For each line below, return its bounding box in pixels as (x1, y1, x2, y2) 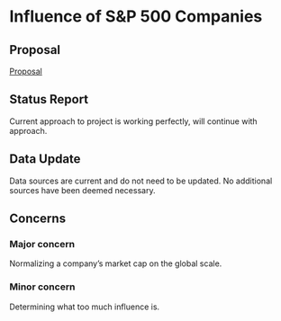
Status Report (9, 92, 89, 107)
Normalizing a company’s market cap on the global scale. (9, 258, 222, 269)
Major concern (9, 237, 75, 250)
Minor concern (9, 281, 76, 293)
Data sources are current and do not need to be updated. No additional (9, 175, 273, 186)
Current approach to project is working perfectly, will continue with (9, 115, 258, 127)
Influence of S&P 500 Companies (9, 6, 263, 27)
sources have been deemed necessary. (9, 184, 156, 195)
